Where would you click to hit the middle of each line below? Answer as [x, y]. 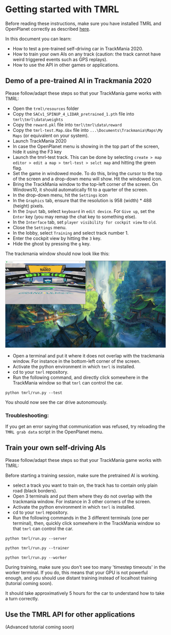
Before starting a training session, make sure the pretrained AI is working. [82, 475]
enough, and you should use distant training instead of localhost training [81, 578]
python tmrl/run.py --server [36, 538]
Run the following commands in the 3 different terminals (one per [81, 517]
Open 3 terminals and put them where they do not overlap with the [82, 496]
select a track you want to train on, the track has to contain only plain [85, 485]
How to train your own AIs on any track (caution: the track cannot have [87, 54]
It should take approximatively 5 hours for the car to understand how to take [85, 593]
